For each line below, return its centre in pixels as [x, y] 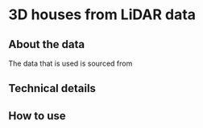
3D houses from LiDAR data [102, 15]
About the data [47, 44]
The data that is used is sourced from [70, 63]
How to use [37, 116]
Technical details [52, 88]
